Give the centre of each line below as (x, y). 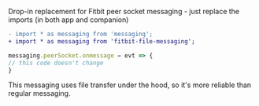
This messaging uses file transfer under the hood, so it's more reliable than (130, 85)
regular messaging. (39, 93)
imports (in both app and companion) (68, 20)
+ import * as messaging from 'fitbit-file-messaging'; (102, 41)
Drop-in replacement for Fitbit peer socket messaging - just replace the (124, 11)
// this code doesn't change (56, 63)
